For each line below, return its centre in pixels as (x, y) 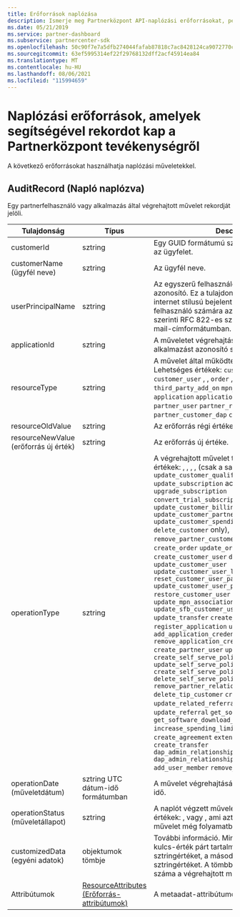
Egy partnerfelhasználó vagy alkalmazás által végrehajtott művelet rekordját (119, 206)
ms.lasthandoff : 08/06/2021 (49, 74)
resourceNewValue (43, 438)
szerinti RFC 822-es (188, 320)
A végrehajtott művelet (191, 458)
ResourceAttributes (114, 886)
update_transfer (181, 618)
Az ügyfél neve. (179, 268)
